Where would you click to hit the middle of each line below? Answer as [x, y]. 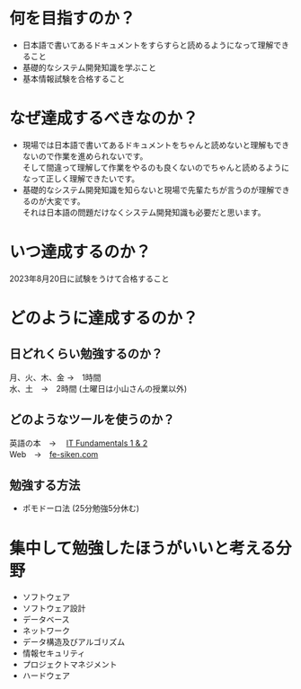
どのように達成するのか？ [104, 318]
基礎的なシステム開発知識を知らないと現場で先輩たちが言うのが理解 [148, 190]
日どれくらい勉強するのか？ [86, 354]
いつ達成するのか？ [80, 252]
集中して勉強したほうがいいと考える [143, 548]
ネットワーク [46, 631]
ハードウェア [46, 676]
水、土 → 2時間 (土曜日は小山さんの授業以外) [98, 388]
